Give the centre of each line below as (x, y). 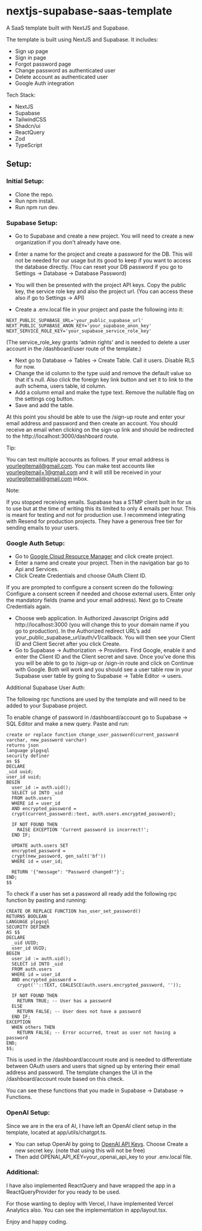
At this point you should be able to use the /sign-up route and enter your (96, 417)
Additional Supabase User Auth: (46, 688)
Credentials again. (29, 607)
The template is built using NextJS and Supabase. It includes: (82, 39)
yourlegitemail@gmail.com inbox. (47, 478)
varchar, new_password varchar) (47, 740)
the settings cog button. (44, 399)
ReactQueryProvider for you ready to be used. (63, 1192)
